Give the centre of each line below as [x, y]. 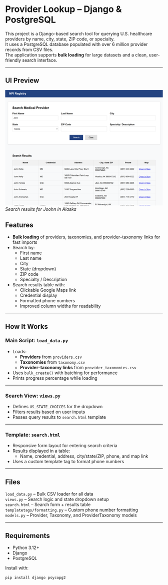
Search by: [23, 248]
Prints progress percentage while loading [55, 378]
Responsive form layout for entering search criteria [65, 446]
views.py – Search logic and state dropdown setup [57, 499]
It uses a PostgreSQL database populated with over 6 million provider [76, 44]
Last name [30, 258]
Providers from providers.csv [51, 357]
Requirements [27, 536]
